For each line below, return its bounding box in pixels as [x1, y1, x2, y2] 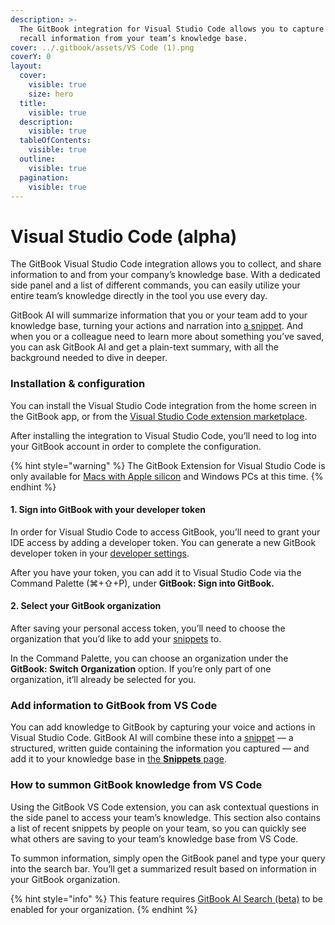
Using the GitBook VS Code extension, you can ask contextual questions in [10, 801, 320, 813]
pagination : [19, 172, 70, 183]
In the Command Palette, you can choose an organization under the [10, 652, 289, 665]
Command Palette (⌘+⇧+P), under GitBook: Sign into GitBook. [10, 577, 275, 589]
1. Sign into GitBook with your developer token [10, 504, 206, 516]
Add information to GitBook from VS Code [10, 698, 218, 712]
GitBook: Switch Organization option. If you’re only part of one [10, 663, 272, 675]
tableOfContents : [19, 136, 92, 146]
